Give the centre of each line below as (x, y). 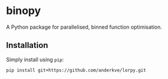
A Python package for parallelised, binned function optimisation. (84, 27)
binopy (24, 11)
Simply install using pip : (35, 59)
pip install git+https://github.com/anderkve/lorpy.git (76, 70)
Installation (27, 45)
